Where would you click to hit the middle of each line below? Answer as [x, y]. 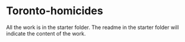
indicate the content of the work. [46, 33]
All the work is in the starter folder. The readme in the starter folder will [92, 27]
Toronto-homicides [55, 11]
